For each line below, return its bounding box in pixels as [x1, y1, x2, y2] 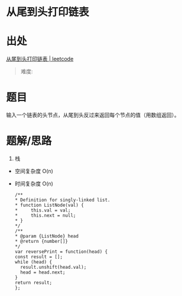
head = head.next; [20, 269, 66, 275]
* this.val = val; [14, 207, 71, 213]
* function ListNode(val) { [14, 202, 84, 208]
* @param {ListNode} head [14, 233, 79, 239]
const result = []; [14, 254, 63, 260]
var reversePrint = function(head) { [14, 249, 108, 255]
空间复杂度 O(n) [14, 168, 53, 174]
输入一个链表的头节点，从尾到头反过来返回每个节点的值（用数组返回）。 [6, 112, 180, 119]
